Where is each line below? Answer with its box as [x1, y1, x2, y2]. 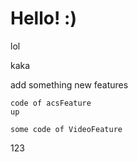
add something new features [10, 78, 129, 91]
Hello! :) [10, 7, 77, 30]
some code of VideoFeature [10, 124, 123, 134]
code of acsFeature [10, 98, 92, 108]
